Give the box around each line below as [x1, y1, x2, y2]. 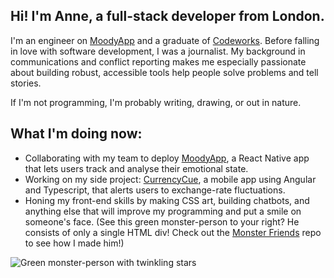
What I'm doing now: [10, 125, 143, 143]
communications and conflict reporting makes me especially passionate [10, 55, 307, 68]
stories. [10, 77, 42, 89]
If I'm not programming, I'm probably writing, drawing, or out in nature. [10, 96, 302, 108]
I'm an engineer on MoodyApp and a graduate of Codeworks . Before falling [10, 34, 320, 46]
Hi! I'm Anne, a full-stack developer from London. [10, 8, 325, 25]
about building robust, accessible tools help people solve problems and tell [10, 66, 319, 78]
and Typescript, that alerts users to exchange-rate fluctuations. [24, 184, 286, 196]
